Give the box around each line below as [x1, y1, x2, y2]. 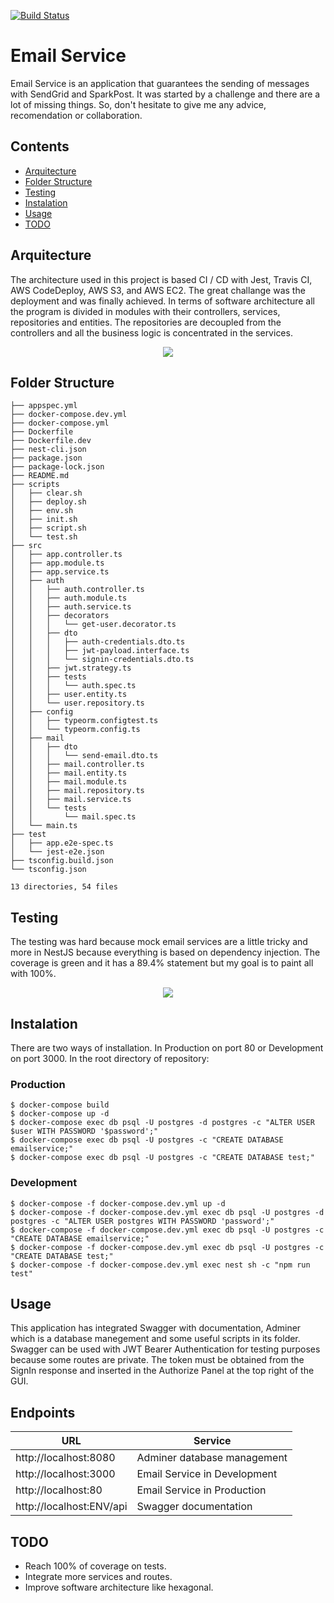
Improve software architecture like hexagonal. [24, 1581, 214, 1594]
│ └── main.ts [10, 821, 78, 831]
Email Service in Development [136, 1467, 278, 1481]
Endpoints [10, 1404, 76, 1421]
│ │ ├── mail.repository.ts [10, 786, 145, 796]
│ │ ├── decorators [10, 611, 110, 621]
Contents [10, 138, 70, 155]
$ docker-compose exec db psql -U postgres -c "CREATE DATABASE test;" [10, 1153, 315, 1163]
